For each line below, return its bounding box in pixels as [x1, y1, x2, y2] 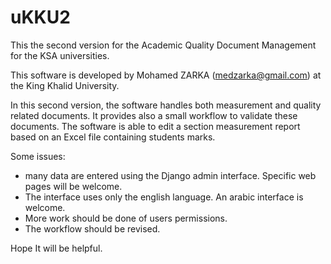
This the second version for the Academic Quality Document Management [10, 39, 317, 51]
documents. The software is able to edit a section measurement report [10, 120, 301, 132]
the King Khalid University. [10, 79, 120, 91]
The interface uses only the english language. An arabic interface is [24, 191, 304, 203]
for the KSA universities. [10, 49, 110, 61]
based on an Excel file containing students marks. [10, 131, 216, 143]
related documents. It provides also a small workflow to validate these [10, 109, 298, 121]
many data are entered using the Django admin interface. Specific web [24, 169, 317, 181]
